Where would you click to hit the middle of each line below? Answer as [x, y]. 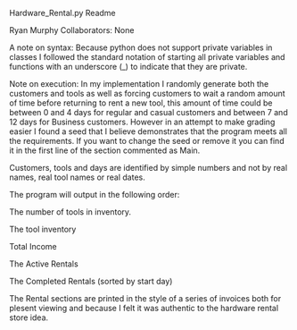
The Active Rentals [44, 264]
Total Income [33, 246]
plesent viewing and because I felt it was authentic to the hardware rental [144, 308]
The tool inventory [43, 229]
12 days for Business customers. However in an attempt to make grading [142, 122]
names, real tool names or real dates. [77, 177]
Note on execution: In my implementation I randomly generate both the [139, 84]
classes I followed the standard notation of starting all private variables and [147, 57]
